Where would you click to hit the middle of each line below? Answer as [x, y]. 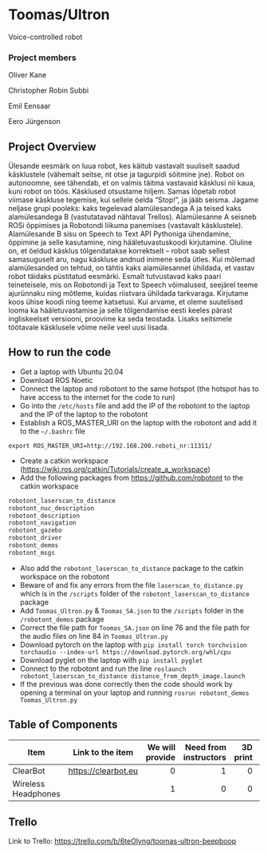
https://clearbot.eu [103, 771]
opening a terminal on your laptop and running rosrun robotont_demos [134, 692]
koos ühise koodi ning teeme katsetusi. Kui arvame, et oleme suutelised [126, 302]
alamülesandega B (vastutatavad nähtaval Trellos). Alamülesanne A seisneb [132, 217]
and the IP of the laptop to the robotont [84, 414]
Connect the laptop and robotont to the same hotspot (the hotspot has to [139, 389]
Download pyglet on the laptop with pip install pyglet [111, 660]
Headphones [37, 793]
